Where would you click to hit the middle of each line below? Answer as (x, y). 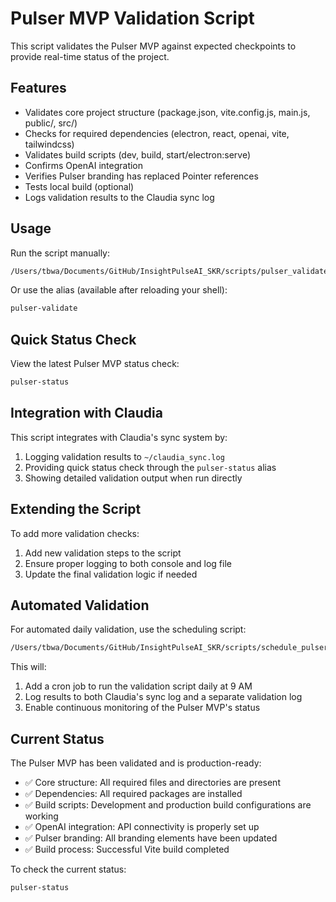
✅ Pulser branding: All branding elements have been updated (151, 838)
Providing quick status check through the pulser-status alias (150, 467)
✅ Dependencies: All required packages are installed (133, 794)
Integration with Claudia (86, 413)
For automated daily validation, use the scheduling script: (128, 629)
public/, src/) (51, 123)
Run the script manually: (60, 253)
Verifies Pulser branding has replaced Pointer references (141, 176)
